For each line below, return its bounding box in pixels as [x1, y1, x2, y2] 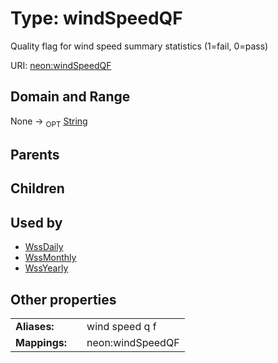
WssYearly [24, 262, 69, 274]
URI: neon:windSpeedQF [10, 59, 112, 71]
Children [10, 180, 65, 197]
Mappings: [15, 335, 68, 349]
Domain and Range [10, 88, 131, 106]
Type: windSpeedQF [10, 7, 183, 30]
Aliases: [15, 319, 55, 333]
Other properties [10, 291, 117, 308]
